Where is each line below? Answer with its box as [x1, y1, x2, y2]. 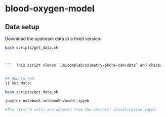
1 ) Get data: [5, 80, 32, 85]
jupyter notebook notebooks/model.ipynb [5, 98, 90, 104]
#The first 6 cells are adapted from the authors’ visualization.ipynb [5, 107, 156, 113]
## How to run [5, 76, 35, 81]
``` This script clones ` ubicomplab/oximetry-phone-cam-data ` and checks [5, 63, 163, 68]
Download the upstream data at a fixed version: [5, 36, 102, 41]
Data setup [5, 23, 40, 31]
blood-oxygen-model [5, 3, 95, 14]
